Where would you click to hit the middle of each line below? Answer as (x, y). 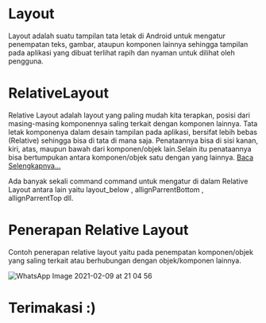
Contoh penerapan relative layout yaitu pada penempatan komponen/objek (131, 252)
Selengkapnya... (35, 165)
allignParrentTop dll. (41, 198)
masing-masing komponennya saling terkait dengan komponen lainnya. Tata (133, 123)
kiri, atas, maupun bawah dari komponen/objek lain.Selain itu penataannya (130, 148)
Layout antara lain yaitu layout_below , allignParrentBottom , (106, 189)
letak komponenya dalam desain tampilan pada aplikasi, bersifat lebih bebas (133, 132)
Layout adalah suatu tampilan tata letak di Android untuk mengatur (117, 36)
